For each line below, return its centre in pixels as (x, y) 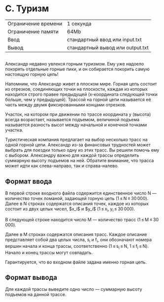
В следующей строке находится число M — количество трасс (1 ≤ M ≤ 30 (82, 219)
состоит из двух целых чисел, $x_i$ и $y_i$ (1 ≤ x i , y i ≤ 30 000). (70, 209)
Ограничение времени (35, 24)
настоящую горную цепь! (32, 74)
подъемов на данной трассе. (36, 295)
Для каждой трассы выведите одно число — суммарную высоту (74, 289)
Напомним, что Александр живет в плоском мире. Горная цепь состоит (81, 84)
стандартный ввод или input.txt (104, 39)
